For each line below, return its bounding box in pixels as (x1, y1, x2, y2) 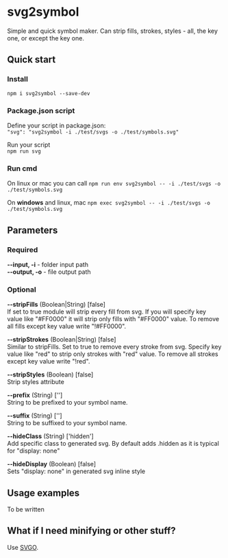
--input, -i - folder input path (7, 260, 89, 268)
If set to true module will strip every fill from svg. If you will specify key (7, 307, 207, 316)
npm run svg (7, 148, 41, 155)
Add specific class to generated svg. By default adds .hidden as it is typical (7, 440, 219, 448)
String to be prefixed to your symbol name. (7, 398, 128, 407)
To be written (7, 505, 45, 513)
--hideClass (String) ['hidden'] (7, 432, 94, 440)
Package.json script (7, 105, 75, 115)
